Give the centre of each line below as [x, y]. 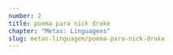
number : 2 [25, 16]
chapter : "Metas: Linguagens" [60, 31]
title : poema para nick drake [60, 23]
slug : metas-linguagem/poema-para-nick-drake [86, 38]
